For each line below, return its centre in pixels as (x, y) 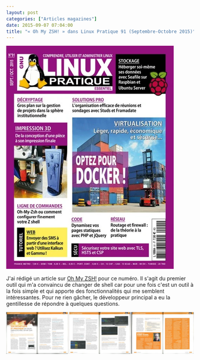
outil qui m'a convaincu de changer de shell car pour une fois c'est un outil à (100, 285)
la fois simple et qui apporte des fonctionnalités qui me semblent (85, 291)
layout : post (22, 12)
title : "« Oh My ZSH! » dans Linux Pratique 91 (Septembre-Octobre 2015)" (101, 32)
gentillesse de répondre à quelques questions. (63, 304)
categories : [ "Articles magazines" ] (51, 19)
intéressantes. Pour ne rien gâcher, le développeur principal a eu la (88, 298)
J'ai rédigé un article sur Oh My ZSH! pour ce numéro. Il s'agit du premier (96, 278)
